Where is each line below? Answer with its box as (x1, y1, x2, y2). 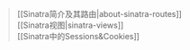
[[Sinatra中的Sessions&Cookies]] (16, 31, 140, 41)
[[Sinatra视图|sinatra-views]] (16, 20, 124, 30)
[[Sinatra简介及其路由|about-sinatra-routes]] (16, 9, 182, 19)
